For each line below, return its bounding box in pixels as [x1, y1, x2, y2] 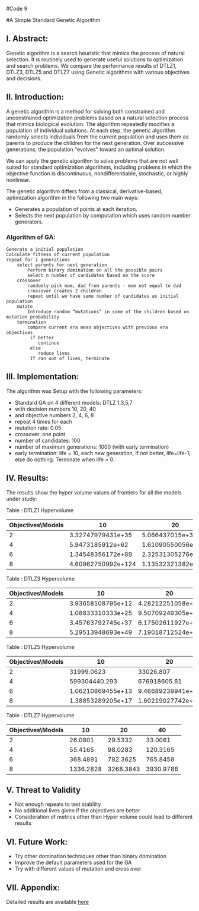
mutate [17, 303, 33, 310]
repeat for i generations [6, 257, 70, 263]
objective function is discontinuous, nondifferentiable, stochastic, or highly [6, 169, 188, 177]
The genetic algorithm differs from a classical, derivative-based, [6, 187, 163, 195]
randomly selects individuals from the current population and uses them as [6, 133, 189, 140]
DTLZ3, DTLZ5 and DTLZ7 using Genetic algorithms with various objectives [6, 68, 190, 75]
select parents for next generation [17, 261, 108, 268]
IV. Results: [6, 473, 49, 483]
